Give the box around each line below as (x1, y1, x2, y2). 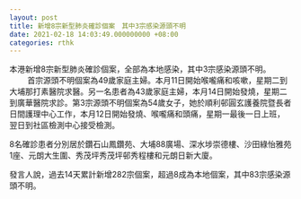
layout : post (9, 13, 58, 22)
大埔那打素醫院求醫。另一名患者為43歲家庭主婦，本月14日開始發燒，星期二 (9, 86, 288, 97)
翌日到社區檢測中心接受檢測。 (9, 120, 120, 131)
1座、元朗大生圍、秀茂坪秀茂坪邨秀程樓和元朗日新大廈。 (9, 150, 217, 161)
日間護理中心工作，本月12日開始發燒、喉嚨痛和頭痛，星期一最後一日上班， (9, 108, 286, 119)
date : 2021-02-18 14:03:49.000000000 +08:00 (9, 30, 179, 39)
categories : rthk (9, 38, 75, 48)
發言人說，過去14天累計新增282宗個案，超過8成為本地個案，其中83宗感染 (9, 169, 283, 180)
